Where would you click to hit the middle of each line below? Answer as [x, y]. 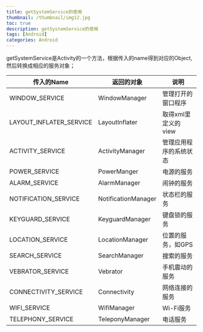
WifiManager [116, 308]
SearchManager [121, 255]
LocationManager [123, 240]
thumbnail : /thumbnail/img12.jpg [48, 18]
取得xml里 [176, 114]
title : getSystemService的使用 [44, 12]
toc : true [19, 23]
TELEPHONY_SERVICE [41, 319]
